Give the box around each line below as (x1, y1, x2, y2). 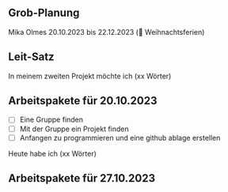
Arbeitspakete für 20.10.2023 (8, 94, 158, 107)
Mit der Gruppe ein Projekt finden (19, 124, 129, 134)
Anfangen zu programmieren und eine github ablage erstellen (19, 133, 221, 142)
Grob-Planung (8, 6, 80, 20)
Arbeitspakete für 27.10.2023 (8, 171, 156, 185)
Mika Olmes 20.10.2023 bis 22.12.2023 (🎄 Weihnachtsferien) (8, 27, 205, 36)
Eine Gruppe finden (19, 115, 84, 125)
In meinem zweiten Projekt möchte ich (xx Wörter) (8, 71, 172, 81)
